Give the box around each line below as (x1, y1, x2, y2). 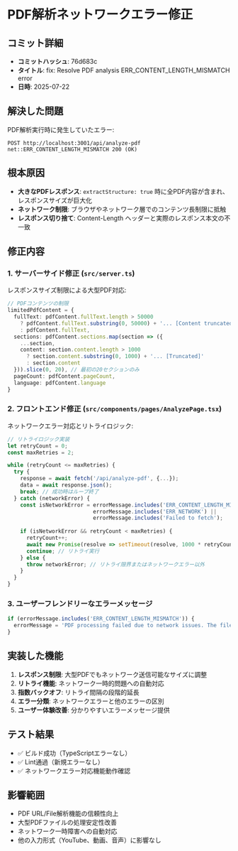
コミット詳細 (7, 37, 64, 49)
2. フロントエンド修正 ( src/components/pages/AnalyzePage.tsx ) (7, 404, 222, 414)
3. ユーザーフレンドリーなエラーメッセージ (7, 599, 153, 609)
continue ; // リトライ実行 (25, 548, 100, 555)
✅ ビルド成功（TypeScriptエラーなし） (17, 749, 132, 757)
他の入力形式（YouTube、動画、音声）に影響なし (17, 836, 161, 845)
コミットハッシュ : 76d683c (17, 58, 98, 65)
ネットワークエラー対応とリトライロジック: (7, 421, 134, 430)
